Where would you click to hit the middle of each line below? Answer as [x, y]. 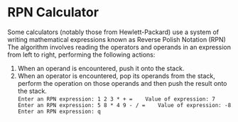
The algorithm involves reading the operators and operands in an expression [119, 47]
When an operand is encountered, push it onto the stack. [101, 68]
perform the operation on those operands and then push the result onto [122, 83]
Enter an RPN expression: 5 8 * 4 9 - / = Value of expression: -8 [124, 105]
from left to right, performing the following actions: [81, 55]
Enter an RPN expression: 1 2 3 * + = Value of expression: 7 [116, 99]
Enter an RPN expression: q [59, 111]
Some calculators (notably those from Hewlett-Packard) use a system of [113, 32]
